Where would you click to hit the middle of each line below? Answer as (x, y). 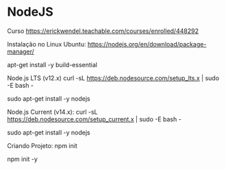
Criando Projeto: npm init (42, 145)
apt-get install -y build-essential (52, 64)
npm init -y (22, 159)
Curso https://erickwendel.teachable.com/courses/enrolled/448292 (103, 31)
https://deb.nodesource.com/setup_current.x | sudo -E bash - (94, 119)
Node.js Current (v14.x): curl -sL (52, 112)
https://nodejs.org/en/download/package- (147, 44)
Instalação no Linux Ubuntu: (47, 44)
